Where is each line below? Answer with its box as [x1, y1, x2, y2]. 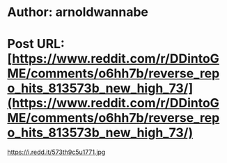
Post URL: [7, 36, 65, 52]
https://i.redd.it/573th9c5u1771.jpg [7, 148, 106, 157]
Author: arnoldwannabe [7, 4, 148, 20]
